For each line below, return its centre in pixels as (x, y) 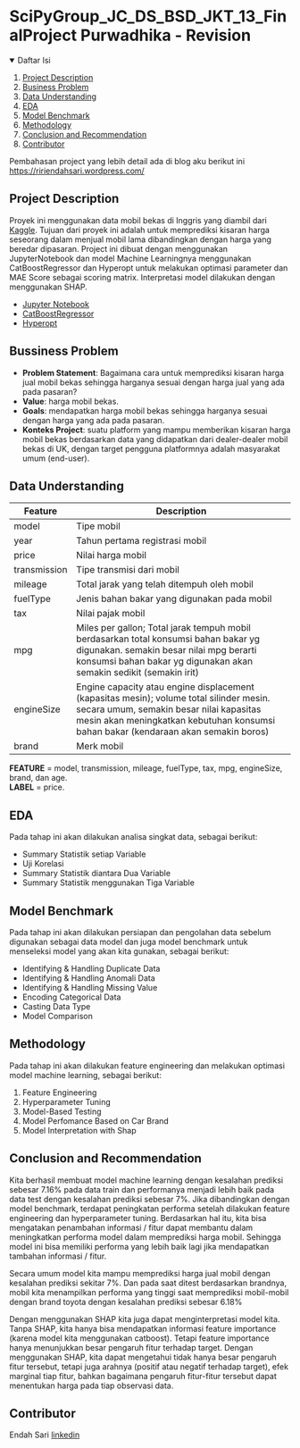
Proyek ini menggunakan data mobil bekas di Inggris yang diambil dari (138, 220)
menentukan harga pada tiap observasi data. (92, 1385)
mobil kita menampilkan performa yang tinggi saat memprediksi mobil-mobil (149, 1292)
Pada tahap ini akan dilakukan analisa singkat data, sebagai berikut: (133, 837)
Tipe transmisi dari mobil (128, 570)
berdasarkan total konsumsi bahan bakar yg (168, 639)
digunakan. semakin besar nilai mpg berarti (166, 650)
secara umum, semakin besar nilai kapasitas (168, 709)
